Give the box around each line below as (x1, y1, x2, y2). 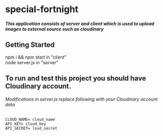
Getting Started (5, 40, 55, 49)
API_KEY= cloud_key (5, 121, 46, 127)
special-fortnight (5, 4, 79, 15)
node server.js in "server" (5, 59, 59, 65)
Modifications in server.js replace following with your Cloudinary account (5, 96, 158, 102)
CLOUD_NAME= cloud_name (5, 117, 56, 122)
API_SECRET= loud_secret (5, 126, 58, 131)
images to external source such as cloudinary (5, 26, 104, 32)
